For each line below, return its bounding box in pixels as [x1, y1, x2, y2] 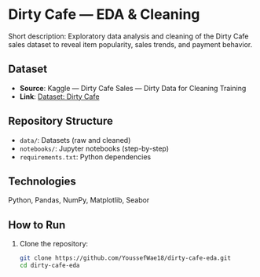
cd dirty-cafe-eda [19, 261, 80, 270]
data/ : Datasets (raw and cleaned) [19, 135, 131, 144]
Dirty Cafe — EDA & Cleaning [8, 5, 200, 24]
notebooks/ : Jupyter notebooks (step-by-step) [19, 144, 170, 153]
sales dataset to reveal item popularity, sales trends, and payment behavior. [8, 39, 253, 49]
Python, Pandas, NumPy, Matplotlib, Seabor [8, 195, 150, 205]
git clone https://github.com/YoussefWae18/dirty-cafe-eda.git [19, 254, 232, 262]
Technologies [8, 174, 77, 188]
